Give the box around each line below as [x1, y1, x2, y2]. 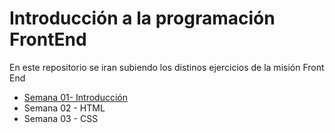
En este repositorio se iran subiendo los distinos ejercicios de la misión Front [9, 61, 325, 73]
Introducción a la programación [9, 7, 276, 30]
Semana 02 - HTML [23, 102, 106, 114]
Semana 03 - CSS [23, 112, 99, 124]
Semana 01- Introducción [23, 91, 128, 103]
